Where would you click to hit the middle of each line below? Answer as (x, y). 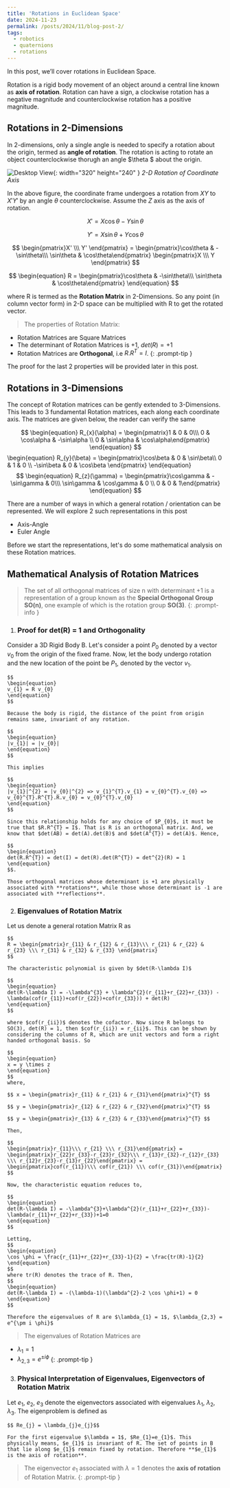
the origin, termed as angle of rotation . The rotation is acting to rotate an (110, 152)
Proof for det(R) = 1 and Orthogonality (81, 630)
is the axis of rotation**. (47, 1456)
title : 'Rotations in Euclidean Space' (64, 13)
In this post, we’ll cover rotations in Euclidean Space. (82, 71)
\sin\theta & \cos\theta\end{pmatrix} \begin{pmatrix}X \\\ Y (132, 255)
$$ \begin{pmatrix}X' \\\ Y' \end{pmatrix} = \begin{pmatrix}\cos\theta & (113, 247)
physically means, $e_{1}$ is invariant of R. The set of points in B (110, 1443)
